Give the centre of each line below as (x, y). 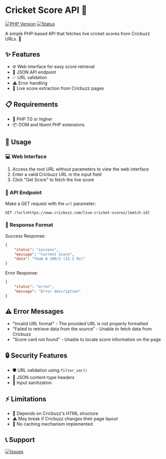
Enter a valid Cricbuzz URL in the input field (57, 175)
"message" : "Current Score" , (44, 254)
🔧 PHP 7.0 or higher (32, 119)
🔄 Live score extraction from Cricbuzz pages (58, 88)
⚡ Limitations (26, 399)
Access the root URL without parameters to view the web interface (81, 169)
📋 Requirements (32, 105)
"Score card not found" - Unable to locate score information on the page (87, 339)
